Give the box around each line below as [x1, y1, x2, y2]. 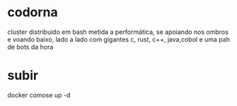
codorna [7, 4, 58, 20]
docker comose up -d [7, 90, 71, 99]
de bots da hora [7, 42, 54, 51]
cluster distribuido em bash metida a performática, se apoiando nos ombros [7, 28, 229, 36]
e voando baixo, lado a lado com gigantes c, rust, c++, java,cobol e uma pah [7, 35, 230, 43]
